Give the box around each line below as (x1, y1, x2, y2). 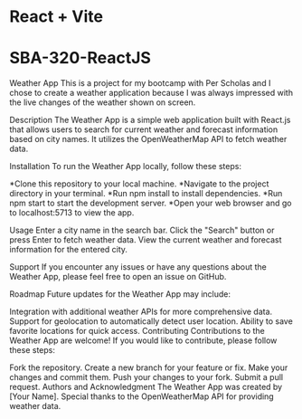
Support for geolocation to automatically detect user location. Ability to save (9, 316, 294, 327)
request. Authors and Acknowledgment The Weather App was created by (9, 382, 283, 393)
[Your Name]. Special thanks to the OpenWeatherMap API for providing (9, 391, 274, 402)
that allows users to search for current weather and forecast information (9, 124, 278, 135)
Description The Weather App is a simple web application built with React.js (9, 115, 291, 126)
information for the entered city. (9, 244, 128, 255)
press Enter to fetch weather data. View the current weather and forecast (9, 234, 282, 245)
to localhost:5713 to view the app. (9, 207, 135, 218)
